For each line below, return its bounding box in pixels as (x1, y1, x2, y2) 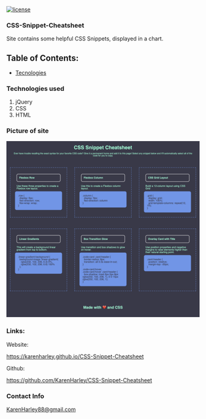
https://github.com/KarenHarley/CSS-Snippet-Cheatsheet (6, 376, 152, 383)
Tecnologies (15, 69, 47, 77)
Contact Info (6, 391, 45, 400)
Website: (6, 340, 29, 348)
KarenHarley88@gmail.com (6, 406, 76, 413)
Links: (6, 327, 25, 336)
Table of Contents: (6, 53, 79, 63)
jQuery (15, 98, 32, 106)
